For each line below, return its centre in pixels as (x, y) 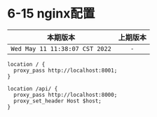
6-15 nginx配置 (51, 14)
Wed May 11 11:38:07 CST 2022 (61, 48)
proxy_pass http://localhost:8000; (66, 95)
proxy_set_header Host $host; (57, 101)
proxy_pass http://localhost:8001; (66, 70)
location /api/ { (33, 88)
